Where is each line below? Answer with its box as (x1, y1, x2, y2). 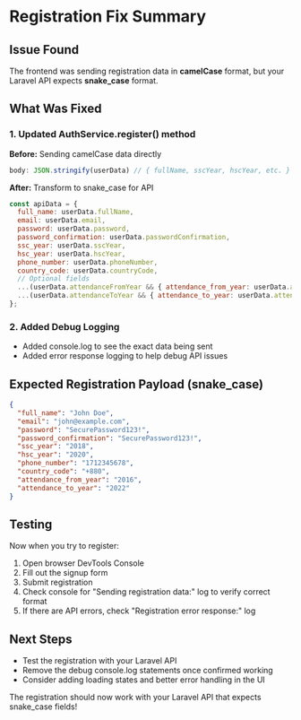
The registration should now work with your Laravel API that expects (9, 692, 262, 703)
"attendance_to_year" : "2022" (17, 483, 130, 492)
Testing (9, 516, 53, 532)
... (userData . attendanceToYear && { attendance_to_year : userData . (17, 291, 275, 300)
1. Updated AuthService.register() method (9, 128, 196, 141)
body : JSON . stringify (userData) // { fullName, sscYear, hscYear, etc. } (9, 166, 291, 175)
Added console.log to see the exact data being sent (21, 341, 213, 351)
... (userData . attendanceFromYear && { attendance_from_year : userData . (17, 282, 291, 292)
